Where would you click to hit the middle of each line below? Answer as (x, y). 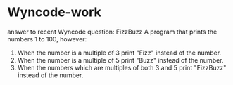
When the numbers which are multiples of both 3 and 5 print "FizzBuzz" (122, 67)
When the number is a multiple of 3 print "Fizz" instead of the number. (119, 53)
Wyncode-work (55, 12)
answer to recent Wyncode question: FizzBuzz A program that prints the (112, 32)
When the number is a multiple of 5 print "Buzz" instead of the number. (120, 60)
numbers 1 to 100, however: (47, 39)
